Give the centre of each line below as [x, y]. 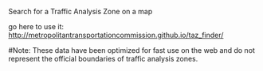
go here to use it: [36, 26]
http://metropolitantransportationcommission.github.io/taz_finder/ [116, 35]
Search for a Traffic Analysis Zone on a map [80, 11]
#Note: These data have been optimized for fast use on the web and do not [131, 50]
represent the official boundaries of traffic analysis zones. [103, 59]
